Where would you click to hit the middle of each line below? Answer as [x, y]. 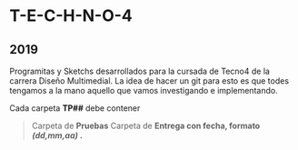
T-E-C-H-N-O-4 [71, 16]
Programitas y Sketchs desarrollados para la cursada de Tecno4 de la [140, 71]
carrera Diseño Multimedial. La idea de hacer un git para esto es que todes [149, 81]
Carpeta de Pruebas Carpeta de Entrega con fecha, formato [146, 125]
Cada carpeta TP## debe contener [75, 108]
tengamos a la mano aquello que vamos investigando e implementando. [144, 90]
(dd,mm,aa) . [57, 135]
